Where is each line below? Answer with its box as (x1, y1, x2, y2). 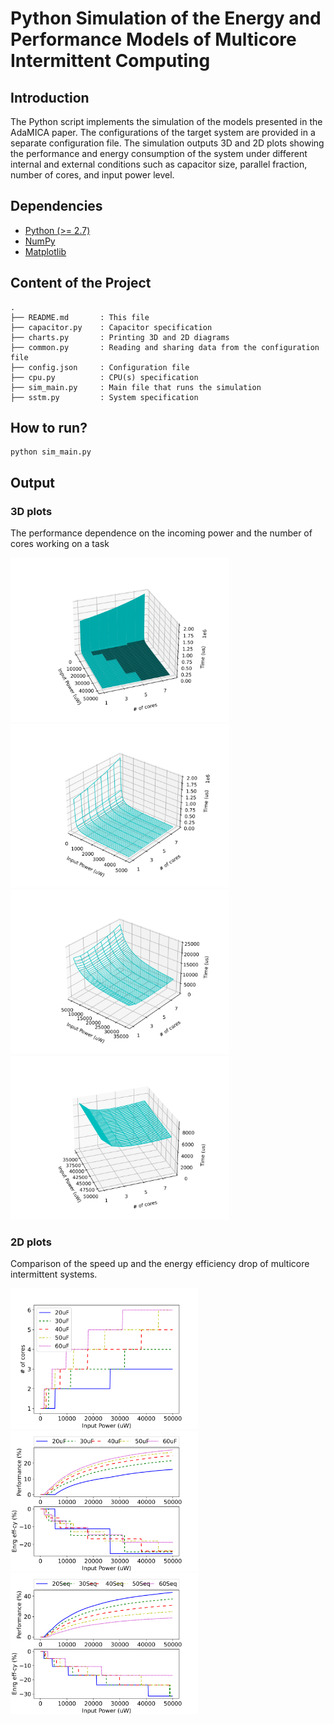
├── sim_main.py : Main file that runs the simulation (10, 382, 262, 392)
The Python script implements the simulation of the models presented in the (10, 116, 323, 127)
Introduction (10, 89, 90, 106)
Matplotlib (24, 245, 67, 257)
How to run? (10, 420, 88, 437)
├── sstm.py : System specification (10, 392, 199, 402)
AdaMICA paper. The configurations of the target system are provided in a (10, 127, 316, 138)
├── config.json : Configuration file (10, 362, 190, 372)
